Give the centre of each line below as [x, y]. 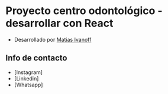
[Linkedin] [26, 78]
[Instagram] [28, 72]
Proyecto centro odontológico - [84, 11]
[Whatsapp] [28, 85]
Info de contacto [36, 58]
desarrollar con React [59, 23]
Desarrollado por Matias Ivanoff [53, 39]
